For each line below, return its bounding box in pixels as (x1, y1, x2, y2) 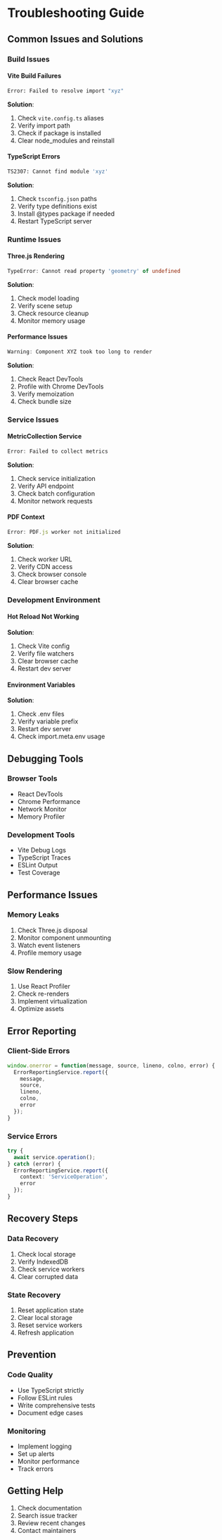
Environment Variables (7, 680, 76, 689)
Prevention (7, 1349, 56, 1361)
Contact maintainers (17, 1526, 77, 1534)
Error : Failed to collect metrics (7, 448, 109, 455)
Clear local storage (17, 1313, 72, 1321)
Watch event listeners (17, 941, 81, 949)
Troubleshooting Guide (7, 5, 145, 21)
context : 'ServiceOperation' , (20, 1173, 109, 1180)
